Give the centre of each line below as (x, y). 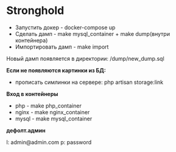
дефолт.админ (26, 130)
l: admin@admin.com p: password (49, 142)
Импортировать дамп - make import (62, 47)
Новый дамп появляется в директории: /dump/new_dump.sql (85, 58)
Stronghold (35, 11)
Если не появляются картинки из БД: (56, 70)
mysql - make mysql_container (54, 119)
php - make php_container (48, 105)
